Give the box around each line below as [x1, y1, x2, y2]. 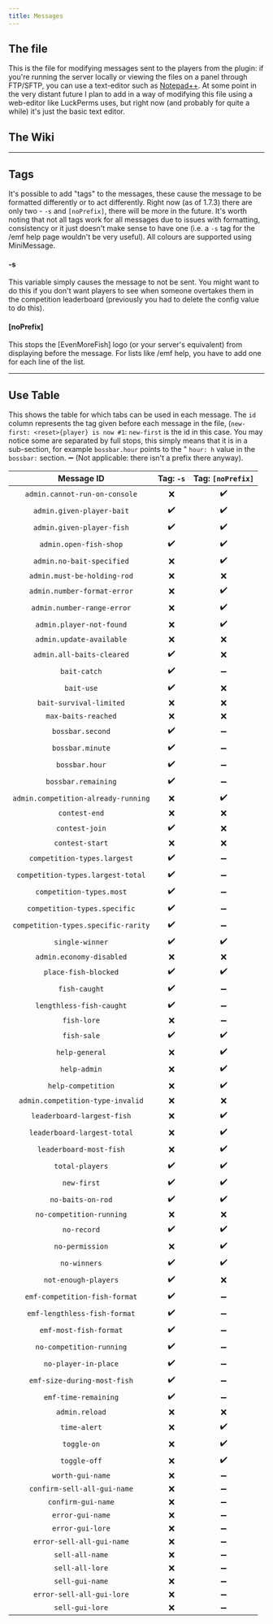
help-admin [60, 1064, 102, 1074]
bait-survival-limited [37, 698, 125, 708]
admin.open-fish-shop [39, 540, 123, 549]
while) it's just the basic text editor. [8, 106, 125, 116]
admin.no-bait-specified [32, 556, 130, 566]
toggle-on [62, 1439, 100, 1448]
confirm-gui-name [47, 1497, 115, 1507]
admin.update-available [35, 635, 128, 645]
